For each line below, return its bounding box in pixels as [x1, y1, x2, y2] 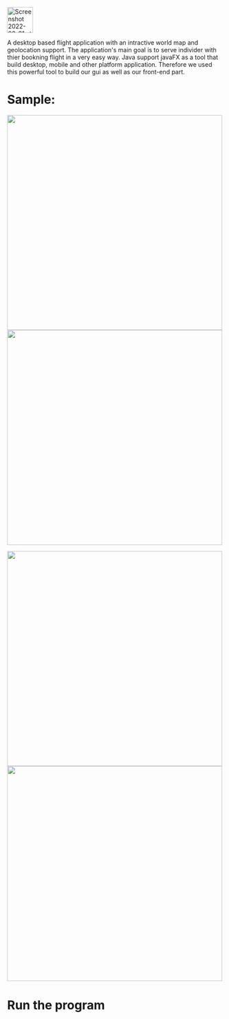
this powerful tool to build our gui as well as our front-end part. [7, 68, 186, 76]
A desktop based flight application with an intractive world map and [7, 39, 199, 47]
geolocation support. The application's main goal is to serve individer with [7, 46, 217, 54]
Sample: [7, 92, 56, 107]
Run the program [7, 998, 105, 1013]
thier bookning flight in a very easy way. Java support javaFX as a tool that [7, 53, 219, 61]
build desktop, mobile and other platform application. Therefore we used [7, 61, 212, 68]
